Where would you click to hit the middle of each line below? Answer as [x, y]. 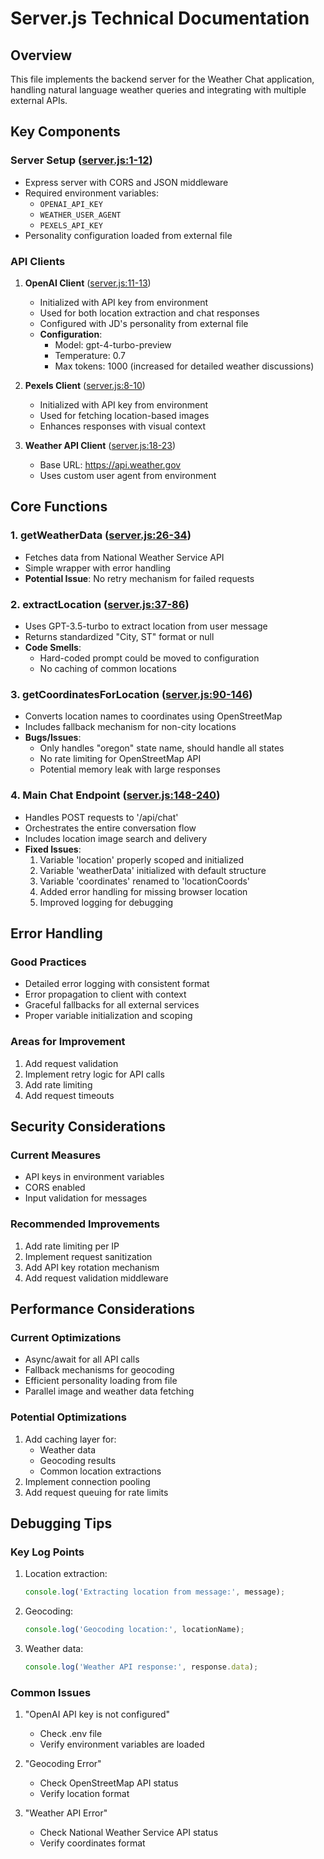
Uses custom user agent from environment [128, 475]
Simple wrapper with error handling [98, 568]
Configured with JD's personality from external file [144, 323]
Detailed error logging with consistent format [117, 984]
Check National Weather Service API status [129, 1833]
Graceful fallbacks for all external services [112, 1005]
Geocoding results [78, 1460]
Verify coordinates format [92, 1843]
